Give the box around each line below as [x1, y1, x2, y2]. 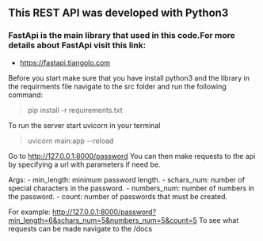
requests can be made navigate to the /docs [8, 224, 153, 233]
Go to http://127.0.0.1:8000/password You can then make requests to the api [8, 151, 256, 160]
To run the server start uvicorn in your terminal [8, 120, 161, 130]
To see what [198, 215, 239, 224]
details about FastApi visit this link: [8, 40, 147, 51]
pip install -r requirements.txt [27, 105, 123, 115]
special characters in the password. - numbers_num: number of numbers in [8, 183, 255, 193]
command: [8, 90, 44, 100]
